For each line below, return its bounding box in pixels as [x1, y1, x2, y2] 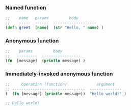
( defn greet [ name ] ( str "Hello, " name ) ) [5, 25, 103, 31]
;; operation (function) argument [5, 82, 115, 87]
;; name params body [5, 16, 79, 21]
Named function [5, 4, 46, 11]
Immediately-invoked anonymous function [5, 70, 113, 77]
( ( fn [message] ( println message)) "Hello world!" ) [5, 91, 126, 96]
